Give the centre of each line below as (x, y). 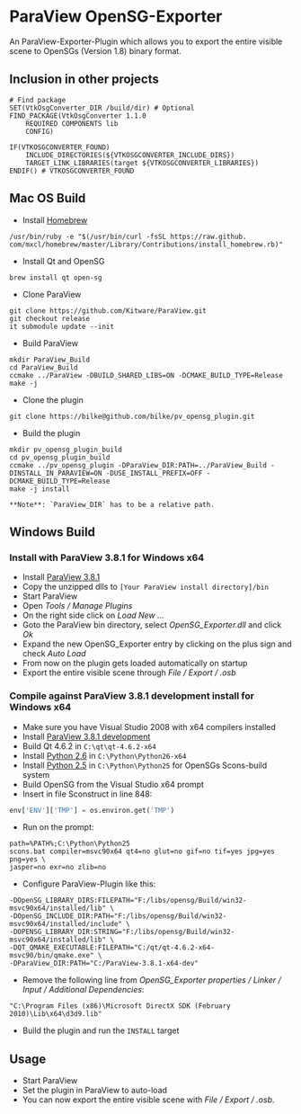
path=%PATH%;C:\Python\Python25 (70, 844)
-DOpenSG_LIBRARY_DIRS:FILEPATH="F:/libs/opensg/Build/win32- (128, 901)
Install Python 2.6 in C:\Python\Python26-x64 (104, 755)
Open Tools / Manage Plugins (77, 606)
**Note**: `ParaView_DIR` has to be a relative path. (112, 504)
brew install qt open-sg (56, 277)
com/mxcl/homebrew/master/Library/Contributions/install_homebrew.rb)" (146, 245)
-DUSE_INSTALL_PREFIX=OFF (154, 473)
